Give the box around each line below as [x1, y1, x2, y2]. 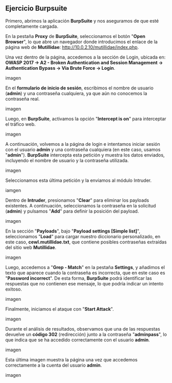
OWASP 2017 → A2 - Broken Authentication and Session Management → [5, 59, 163, 66]
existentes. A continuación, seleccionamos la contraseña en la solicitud [5, 202, 156, 208]
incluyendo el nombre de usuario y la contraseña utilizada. [5, 157, 129, 163]
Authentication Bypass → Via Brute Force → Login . [5, 65, 116, 71]
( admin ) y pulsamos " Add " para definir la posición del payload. [5, 208, 139, 214]
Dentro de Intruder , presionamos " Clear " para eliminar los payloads [5, 197, 149, 203]
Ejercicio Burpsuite [5, 4, 68, 13]
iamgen [5, 187, 22, 193]
